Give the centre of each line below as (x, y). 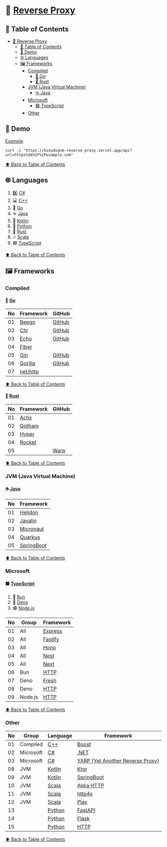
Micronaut (32, 529)
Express (52, 631)
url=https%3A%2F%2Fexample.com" (39, 155)
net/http (29, 371)
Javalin (28, 521)
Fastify (51, 639)
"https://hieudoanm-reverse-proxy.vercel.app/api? (78, 150)
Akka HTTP (91, 785)
